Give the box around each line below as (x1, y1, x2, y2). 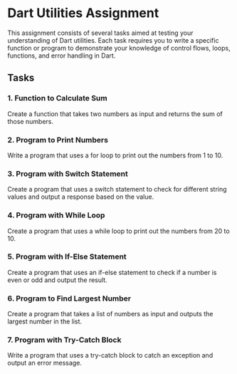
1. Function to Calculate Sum (7, 93, 108, 103)
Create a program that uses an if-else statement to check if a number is (7, 268, 217, 276)
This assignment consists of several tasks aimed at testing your (7, 28, 194, 37)
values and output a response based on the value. (7, 192, 154, 201)
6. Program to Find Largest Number (7, 294, 132, 303)
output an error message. (7, 358, 82, 368)
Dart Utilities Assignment (7, 5, 159, 21)
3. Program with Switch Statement (7, 169, 128, 179)
